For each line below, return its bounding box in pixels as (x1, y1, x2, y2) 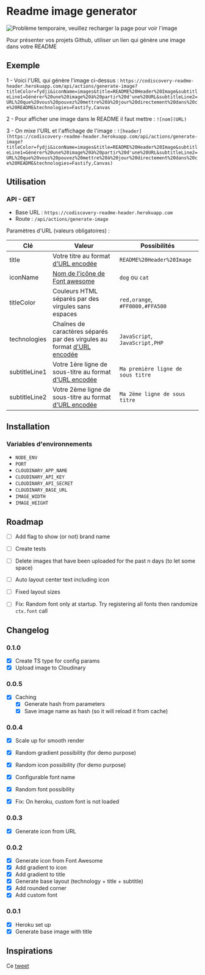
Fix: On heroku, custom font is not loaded (15, 798, 120, 805)
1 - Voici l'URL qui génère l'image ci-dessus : (6, 76, 119, 84)
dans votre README (6, 43, 57, 50)
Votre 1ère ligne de (52, 360, 108, 369)
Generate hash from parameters (24, 700, 106, 708)
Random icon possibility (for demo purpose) (15, 761, 126, 769)
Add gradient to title (15, 871, 66, 878)
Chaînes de (52, 320, 85, 328)
